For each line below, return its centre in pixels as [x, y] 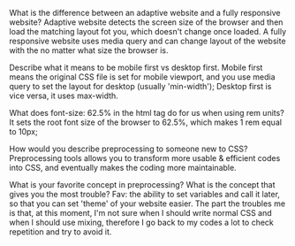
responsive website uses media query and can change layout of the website [147, 41]
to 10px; [23, 131]
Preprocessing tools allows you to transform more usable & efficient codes [145, 158]
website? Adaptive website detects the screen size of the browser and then [146, 22]
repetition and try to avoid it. [61, 232]
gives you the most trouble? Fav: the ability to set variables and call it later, [145, 194]
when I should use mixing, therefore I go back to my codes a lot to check [141, 222]
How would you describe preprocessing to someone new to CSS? [129, 149]
